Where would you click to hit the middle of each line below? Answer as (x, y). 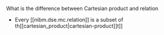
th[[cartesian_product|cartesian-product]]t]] (69, 26)
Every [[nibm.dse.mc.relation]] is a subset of (69, 20)
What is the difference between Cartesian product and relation (82, 8)
